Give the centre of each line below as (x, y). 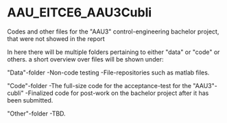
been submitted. (30, 100)
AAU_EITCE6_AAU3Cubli (80, 13)
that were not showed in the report (56, 38)
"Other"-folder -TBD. (37, 113)
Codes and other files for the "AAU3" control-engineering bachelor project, (113, 31)
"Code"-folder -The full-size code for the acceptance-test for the (99, 85)
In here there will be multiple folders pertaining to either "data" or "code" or (113, 52)
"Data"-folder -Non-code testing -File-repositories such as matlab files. (108, 72)
